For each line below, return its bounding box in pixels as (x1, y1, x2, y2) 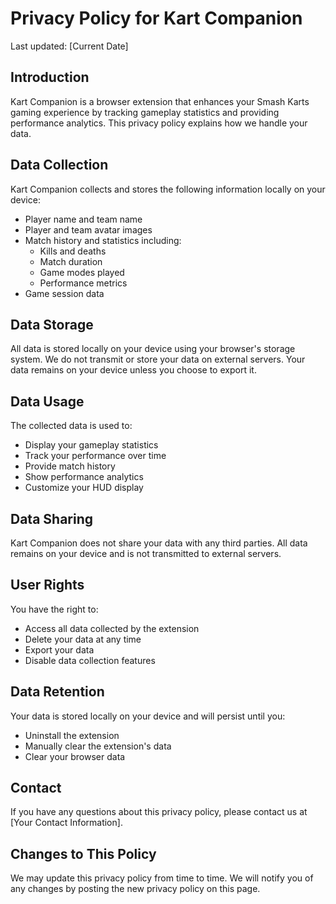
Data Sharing (10, 510, 94, 527)
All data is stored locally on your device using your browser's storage (10, 343, 296, 355)
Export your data (24, 643, 95, 656)
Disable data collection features (24, 654, 156, 666)
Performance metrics (39, 277, 128, 289)
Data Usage (10, 393, 85, 410)
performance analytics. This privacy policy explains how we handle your (10, 117, 308, 129)
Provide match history (24, 460, 116, 472)
